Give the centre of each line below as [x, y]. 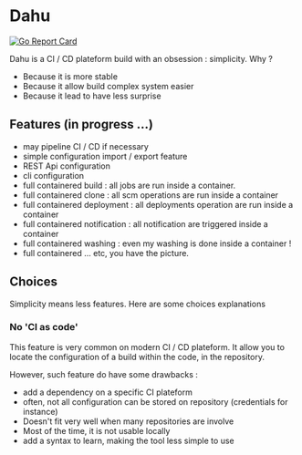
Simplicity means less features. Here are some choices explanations [138, 304]
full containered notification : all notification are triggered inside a [146, 223]
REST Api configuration [67, 166]
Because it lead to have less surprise [92, 96]
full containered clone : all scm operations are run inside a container [151, 195]
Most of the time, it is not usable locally [96, 430]
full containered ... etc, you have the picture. [106, 253]
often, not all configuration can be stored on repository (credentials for [155, 401]
